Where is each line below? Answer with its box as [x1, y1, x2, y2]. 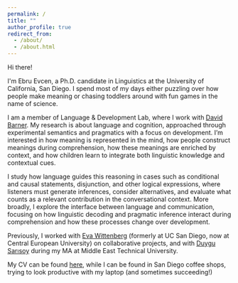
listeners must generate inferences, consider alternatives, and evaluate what [7, 188, 232, 196]
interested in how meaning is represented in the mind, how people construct [7, 136, 231, 144]
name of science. [7, 100, 58, 107]
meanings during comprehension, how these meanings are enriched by [7, 144, 217, 151]
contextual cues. [7, 159, 56, 167]
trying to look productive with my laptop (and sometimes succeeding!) [7, 268, 213, 276]
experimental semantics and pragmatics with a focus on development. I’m [7, 129, 224, 137]
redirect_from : [7, 30, 53, 38]
